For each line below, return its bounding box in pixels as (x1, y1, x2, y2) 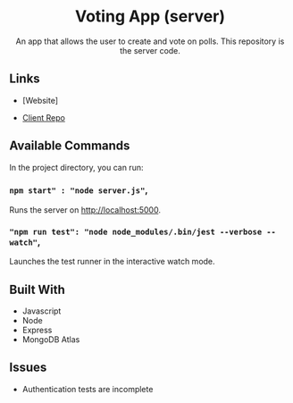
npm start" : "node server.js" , (9, 184, 149, 197)
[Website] (21, 95, 59, 105)
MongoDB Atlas (21, 333, 80, 345)
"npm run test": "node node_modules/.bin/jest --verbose (9, 226, 263, 237)
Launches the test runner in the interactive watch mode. (9, 256, 216, 267)
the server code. (119, 45, 181, 55)
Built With (9, 281, 65, 297)
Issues (9, 360, 47, 375)
